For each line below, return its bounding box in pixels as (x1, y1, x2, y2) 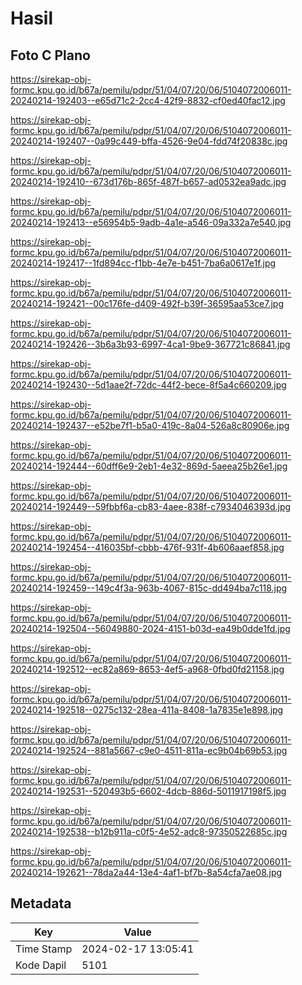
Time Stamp (15, 942, 73, 956)
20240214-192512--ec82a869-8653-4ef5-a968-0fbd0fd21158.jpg (10, 663, 285, 675)
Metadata (10, 895, 72, 912)
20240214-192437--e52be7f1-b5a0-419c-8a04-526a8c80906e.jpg (10, 420, 290, 431)
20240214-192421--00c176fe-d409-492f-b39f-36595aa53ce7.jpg (10, 298, 285, 309)
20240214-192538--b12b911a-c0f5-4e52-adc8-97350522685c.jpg (10, 826, 288, 837)
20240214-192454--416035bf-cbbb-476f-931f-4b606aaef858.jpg (10, 542, 285, 553)
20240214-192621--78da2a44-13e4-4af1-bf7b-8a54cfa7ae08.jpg (10, 867, 283, 878)
